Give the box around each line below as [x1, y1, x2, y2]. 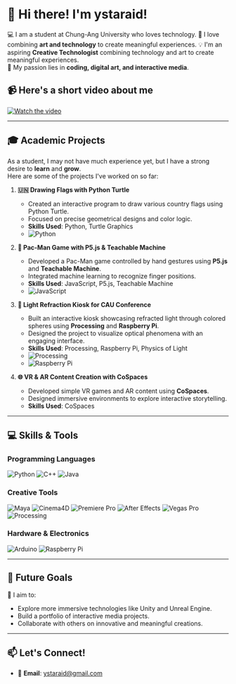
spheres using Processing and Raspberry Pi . [27, 321, 159, 330]
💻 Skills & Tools [7, 429, 79, 441]
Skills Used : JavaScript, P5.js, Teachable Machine [27, 279, 173, 287]
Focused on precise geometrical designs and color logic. [27, 214, 193, 223]
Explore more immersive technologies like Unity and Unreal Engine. [17, 604, 212, 612]
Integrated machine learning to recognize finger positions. [27, 271, 197, 280]
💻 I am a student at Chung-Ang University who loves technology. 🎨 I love [7, 30, 220, 38]
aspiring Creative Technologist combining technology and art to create [7, 48, 214, 56]
